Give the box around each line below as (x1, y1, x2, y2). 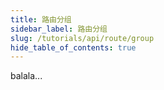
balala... (10, 70, 43, 82)
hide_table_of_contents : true (10, 42, 137, 53)
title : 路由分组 (10, 14, 72, 25)
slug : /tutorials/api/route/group (10, 33, 155, 43)
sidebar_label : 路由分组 (10, 24, 108, 34)
